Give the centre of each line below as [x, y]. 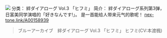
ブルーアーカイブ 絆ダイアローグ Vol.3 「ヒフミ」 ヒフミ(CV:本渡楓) [90, 30]
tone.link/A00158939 [27, 20]
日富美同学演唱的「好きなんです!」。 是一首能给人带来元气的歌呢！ [74, 14]
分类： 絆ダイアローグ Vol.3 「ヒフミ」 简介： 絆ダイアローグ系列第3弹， [88, 8]
